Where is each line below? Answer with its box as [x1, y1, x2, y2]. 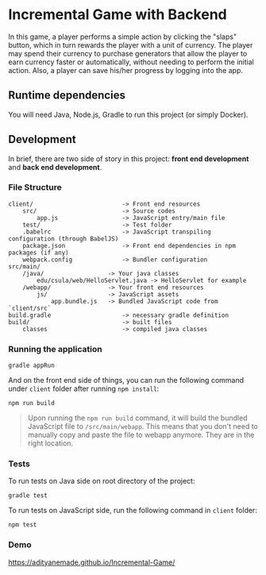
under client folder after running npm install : [8, 384, 160, 394]
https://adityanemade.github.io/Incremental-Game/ [8, 558, 175, 567]
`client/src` [8, 304, 52, 312]
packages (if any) [8, 249, 69, 257]
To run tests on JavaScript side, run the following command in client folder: [8, 506, 258, 515]
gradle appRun [8, 361, 56, 370]
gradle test [8, 492, 48, 500]
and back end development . [8, 162, 102, 172]
